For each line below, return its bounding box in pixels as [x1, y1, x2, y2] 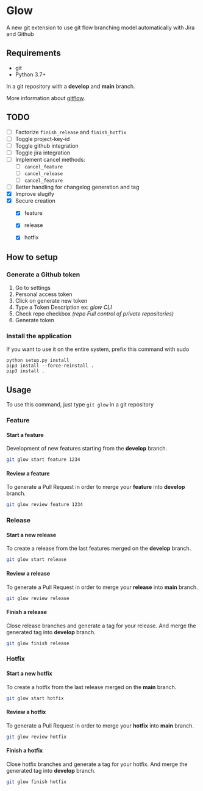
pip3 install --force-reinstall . [6, 363, 94, 369]
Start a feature [6, 431, 44, 438]
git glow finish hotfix [6, 779, 67, 785]
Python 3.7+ [15, 71, 46, 78]
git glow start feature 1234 [6, 457, 80, 463]
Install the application [6, 332, 72, 341]
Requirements [6, 48, 61, 59]
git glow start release [6, 557, 67, 563]
